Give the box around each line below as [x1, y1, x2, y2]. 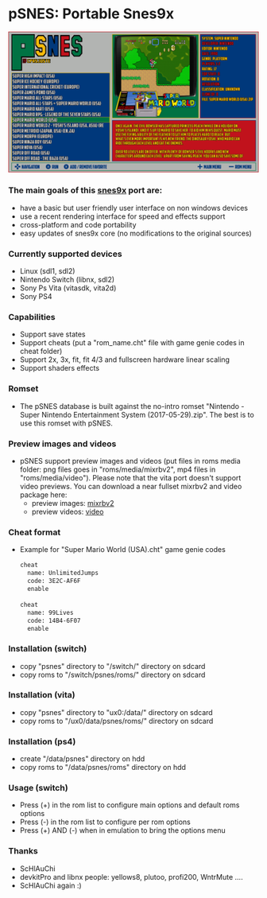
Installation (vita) [8, 690, 75, 701]
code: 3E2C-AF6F [27, 577, 81, 585]
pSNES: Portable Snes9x [8, 5, 175, 23]
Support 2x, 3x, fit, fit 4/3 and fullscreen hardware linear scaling [19, 355, 230, 364]
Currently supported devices [8, 248, 122, 259]
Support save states [19, 329, 86, 339]
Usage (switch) [8, 783, 69, 794]
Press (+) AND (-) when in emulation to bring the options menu [19, 826, 226, 835]
